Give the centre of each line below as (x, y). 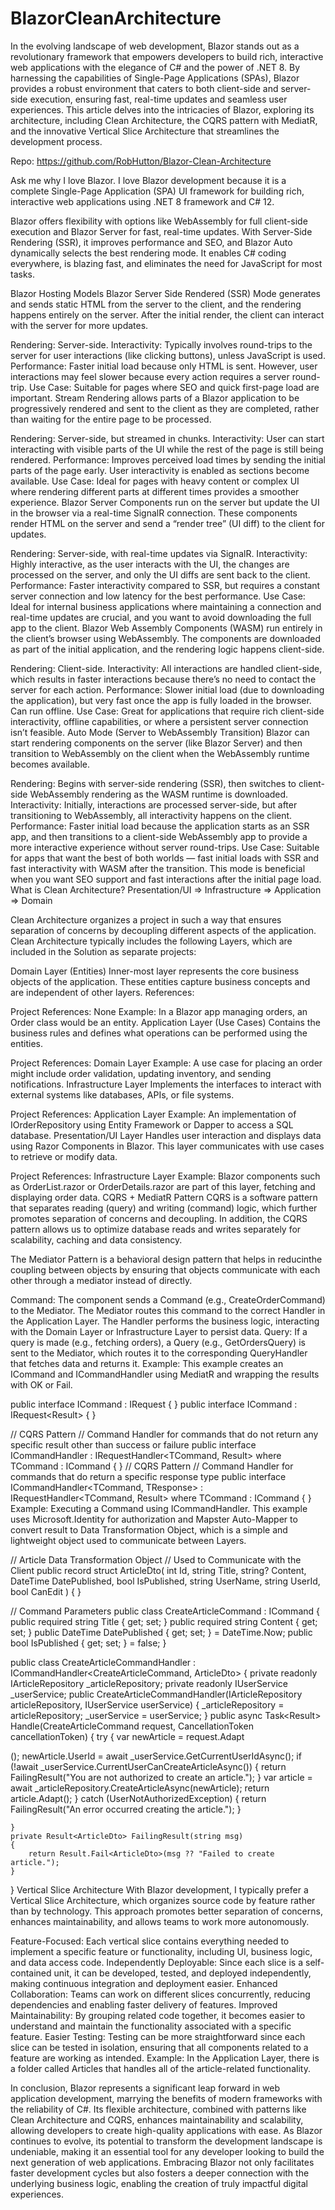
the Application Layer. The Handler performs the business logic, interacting (165, 1321)
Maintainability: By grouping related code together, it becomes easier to (158, 2015)
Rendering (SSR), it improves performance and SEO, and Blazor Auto (151, 242)
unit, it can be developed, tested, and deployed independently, (182, 1973)
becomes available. (50, 764)
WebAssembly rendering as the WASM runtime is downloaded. (159, 794)
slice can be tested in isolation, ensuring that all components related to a (159, 2047)
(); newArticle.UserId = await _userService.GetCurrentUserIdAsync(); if (156, 1756)
